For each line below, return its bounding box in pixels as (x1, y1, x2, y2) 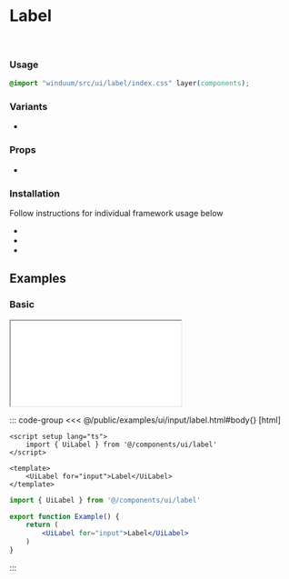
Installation (9, 187, 61, 200)
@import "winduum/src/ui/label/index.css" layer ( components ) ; (9, 79, 250, 88)
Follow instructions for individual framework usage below (9, 208, 224, 218)
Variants (9, 101, 48, 114)
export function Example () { (9, 512, 120, 521)
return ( (25, 520, 59, 530)
